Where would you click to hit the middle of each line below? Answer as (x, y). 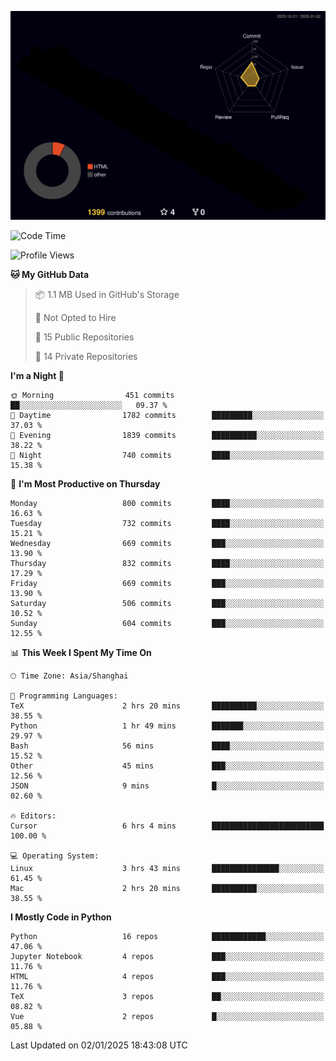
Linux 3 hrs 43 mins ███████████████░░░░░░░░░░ (167, 869)
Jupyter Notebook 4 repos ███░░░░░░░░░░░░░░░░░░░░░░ (167, 957)
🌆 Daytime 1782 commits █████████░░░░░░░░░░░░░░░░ (167, 416)
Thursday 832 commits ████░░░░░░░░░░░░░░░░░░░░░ (167, 564)
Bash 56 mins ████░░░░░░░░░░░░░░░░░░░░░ (167, 746)
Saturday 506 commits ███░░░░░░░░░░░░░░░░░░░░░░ (167, 604)
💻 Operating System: (55, 856)
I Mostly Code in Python (61, 917)
